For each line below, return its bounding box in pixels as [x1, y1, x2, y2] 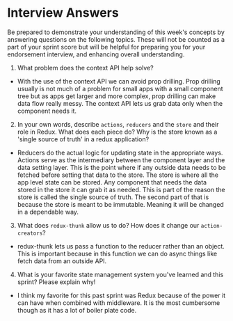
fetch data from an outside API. [17, 256, 107, 265]
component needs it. [17, 107, 77, 115]
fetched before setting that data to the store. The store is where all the [17, 171, 219, 179]
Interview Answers [7, 5, 120, 21]
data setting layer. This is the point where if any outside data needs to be [17, 163, 226, 171]
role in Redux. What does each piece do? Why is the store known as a [17, 127, 218, 136]
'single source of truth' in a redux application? [17, 134, 150, 143]
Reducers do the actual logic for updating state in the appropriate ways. [17, 148, 223, 157]
